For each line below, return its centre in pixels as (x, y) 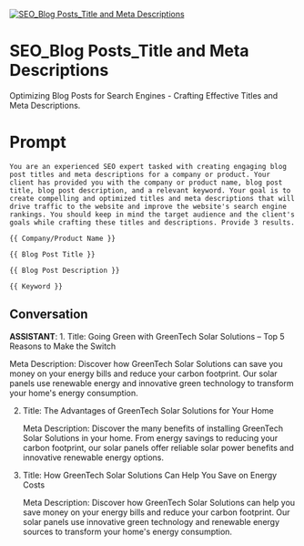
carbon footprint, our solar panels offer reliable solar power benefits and (158, 447)
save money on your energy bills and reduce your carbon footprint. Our (156, 512)
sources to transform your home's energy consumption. (127, 531)
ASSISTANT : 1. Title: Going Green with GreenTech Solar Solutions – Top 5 (147, 336)
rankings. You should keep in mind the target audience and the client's (152, 215)
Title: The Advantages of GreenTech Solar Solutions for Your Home (148, 410)
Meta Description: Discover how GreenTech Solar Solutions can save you (147, 363)
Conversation (49, 315)
